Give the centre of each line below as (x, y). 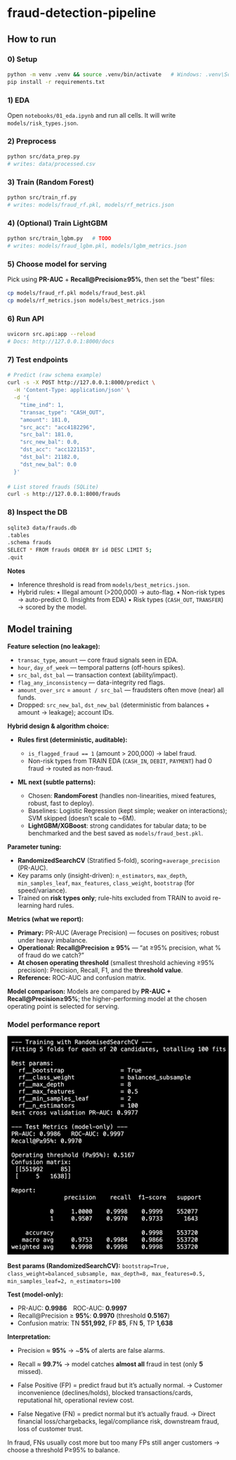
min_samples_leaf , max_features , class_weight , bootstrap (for (106, 883)
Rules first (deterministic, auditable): (72, 740)
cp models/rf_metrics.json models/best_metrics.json (86, 301)
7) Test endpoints (38, 360)
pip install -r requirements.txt (56, 82)
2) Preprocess (32, 141)
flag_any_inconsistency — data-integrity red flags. (91, 682)
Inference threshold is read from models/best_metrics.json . (104, 584)
